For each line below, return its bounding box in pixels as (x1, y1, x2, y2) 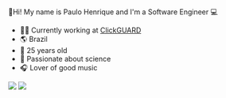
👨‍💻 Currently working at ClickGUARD (19, 25, 142, 35)
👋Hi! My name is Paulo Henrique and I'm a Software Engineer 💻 (8, 7, 218, 17)
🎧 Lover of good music (19, 63, 98, 72)
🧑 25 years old (19, 46, 68, 55)
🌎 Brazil (19, 35, 48, 43)
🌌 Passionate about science (19, 55, 111, 63)
